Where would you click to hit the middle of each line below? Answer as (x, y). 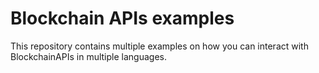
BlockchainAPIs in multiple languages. (88, 56)
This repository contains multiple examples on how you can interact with (159, 46)
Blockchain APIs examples (122, 18)
